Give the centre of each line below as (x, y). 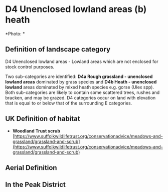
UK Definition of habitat (43, 119)
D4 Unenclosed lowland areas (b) (76, 9)
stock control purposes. (30, 66)
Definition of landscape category (58, 49)
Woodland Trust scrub (36, 130)
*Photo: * (15, 33)
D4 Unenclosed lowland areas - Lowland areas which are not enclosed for (82, 61)
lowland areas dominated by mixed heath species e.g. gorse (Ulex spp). (80, 87)
